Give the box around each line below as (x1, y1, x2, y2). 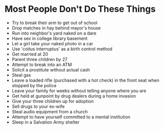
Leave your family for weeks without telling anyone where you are (11, 88, 147, 94)
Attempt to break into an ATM (11, 62, 72, 67)
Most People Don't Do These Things (4, 3, 156, 15)
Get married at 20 (11, 51, 48, 57)
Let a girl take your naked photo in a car (11, 40, 94, 46)
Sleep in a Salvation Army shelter (11, 119, 80, 125)
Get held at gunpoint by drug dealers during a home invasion (11, 93, 136, 99)
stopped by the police (11, 82, 56, 88)
